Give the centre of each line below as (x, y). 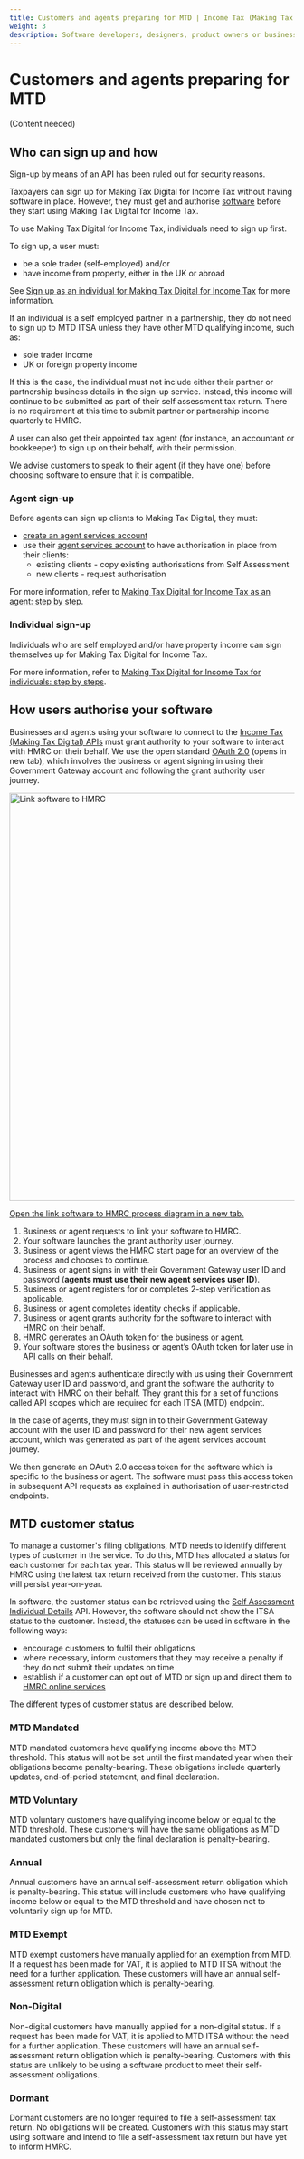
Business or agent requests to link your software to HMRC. (132, 1231)
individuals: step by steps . (58, 682)
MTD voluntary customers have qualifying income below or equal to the (143, 1819)
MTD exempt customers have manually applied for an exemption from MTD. (151, 1954)
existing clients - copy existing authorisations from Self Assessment (162, 565)
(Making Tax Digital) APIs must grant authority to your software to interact (147, 741)
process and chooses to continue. (86, 1260)
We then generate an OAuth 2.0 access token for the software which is (141, 1467)
